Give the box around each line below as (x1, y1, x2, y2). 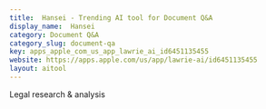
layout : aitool (9, 64, 67, 74)
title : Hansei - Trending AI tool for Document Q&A (9, 13, 213, 23)
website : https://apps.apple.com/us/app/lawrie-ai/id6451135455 (9, 55, 258, 64)
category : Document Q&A (9, 30, 100, 39)
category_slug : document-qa (9, 38, 116, 48)
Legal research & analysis (9, 88, 106, 100)
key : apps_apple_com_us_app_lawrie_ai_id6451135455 (9, 47, 209, 56)
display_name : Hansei (9, 22, 95, 31)
